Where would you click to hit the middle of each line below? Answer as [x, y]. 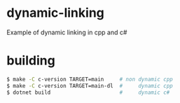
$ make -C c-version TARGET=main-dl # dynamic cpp [90, 85]
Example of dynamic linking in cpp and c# [67, 32]
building [31, 61]
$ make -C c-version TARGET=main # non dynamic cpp [90, 79]
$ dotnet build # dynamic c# [88, 92]
